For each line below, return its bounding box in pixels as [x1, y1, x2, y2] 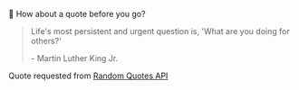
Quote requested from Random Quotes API [8, 70, 169, 81]
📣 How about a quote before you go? [8, 9, 146, 19]
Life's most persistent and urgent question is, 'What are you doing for [30, 26, 291, 36]
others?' [30, 36, 63, 46]
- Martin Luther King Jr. [30, 53, 119, 63]
